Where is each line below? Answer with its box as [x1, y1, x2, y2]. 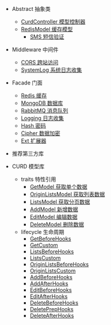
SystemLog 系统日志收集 [20, 66, 82, 74]
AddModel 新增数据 [29, 206, 79, 213]
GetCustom [29, 242, 58, 248]
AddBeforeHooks [29, 274, 73, 280]
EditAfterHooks [29, 293, 68, 300]
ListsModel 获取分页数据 [29, 198, 91, 205]
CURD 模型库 [11, 163, 45, 170]
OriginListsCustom [29, 267, 76, 274]
